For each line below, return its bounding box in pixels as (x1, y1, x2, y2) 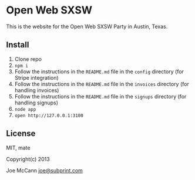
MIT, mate (6, 144, 31, 151)
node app (14, 106, 36, 112)
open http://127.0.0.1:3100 (14, 113, 83, 118)
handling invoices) (14, 86, 59, 94)
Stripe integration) (14, 74, 59, 81)
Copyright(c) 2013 (6, 155, 50, 162)
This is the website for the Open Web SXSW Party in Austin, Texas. (6, 23, 168, 30)
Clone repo (14, 55, 42, 62)
